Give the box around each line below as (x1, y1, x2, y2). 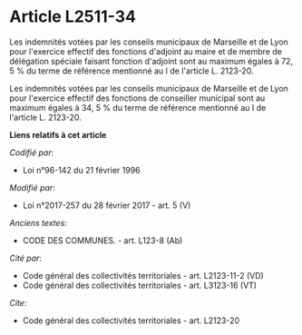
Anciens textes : (9, 217, 68, 228)
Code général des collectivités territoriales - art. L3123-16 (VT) (22, 280, 257, 291)
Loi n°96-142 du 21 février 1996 (22, 164, 141, 175)
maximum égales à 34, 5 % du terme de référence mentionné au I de (9, 102, 267, 113)
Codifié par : (9, 147, 54, 158)
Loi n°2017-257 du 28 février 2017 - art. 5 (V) (22, 200, 191, 211)
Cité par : (9, 252, 43, 263)
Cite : (9, 297, 27, 308)
